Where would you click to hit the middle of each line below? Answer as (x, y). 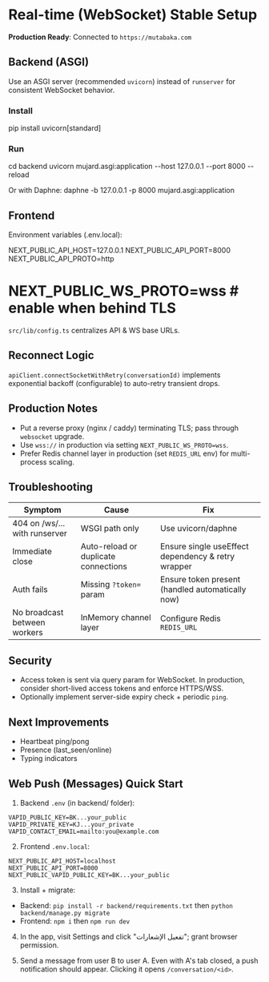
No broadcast (38, 612)
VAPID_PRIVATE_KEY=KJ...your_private (71, 824)
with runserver (40, 533)
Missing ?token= (111, 584)
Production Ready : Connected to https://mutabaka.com (100, 37)
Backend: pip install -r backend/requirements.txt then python (126, 905)
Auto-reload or (109, 546)
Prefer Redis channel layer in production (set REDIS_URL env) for (124, 453)
